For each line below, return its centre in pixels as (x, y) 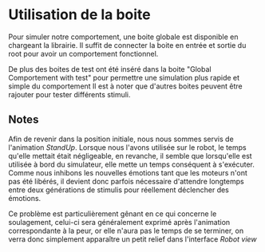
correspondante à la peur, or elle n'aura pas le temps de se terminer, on (126, 230)
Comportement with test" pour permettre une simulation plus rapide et (124, 77)
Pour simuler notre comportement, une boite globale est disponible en (123, 37)
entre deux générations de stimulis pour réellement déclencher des (119, 190)
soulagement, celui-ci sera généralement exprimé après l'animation (119, 222)
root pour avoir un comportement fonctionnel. (83, 53)
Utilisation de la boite (80, 15)
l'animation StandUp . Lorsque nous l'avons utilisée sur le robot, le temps (128, 147)
